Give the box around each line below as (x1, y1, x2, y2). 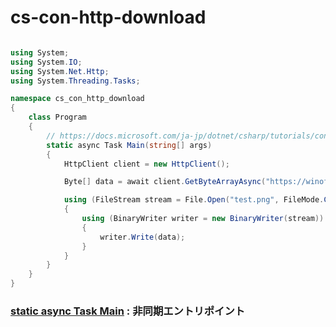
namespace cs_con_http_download (10, 94, 145, 104)
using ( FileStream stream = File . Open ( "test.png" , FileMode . (63, 195, 325, 205)
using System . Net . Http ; (10, 66, 110, 76)
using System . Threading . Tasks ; (10, 76, 141, 86)
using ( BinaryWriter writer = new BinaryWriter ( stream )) (81, 214, 325, 224)
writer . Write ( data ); (99, 232, 186, 242)
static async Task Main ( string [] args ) (46, 140, 213, 150)
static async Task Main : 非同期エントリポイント (10, 304, 246, 318)
